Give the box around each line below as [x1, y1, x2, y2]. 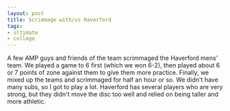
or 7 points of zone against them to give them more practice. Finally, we [7, 69, 209, 77]
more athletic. [7, 97, 47, 106]
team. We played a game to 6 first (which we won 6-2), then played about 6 [7, 61, 220, 69]
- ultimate [7, 29, 38, 36]
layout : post [7, 10, 44, 17]
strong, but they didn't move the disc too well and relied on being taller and [7, 90, 219, 99]
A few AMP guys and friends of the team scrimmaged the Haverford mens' [7, 54, 218, 62]
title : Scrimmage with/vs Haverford [7, 16, 112, 23]
